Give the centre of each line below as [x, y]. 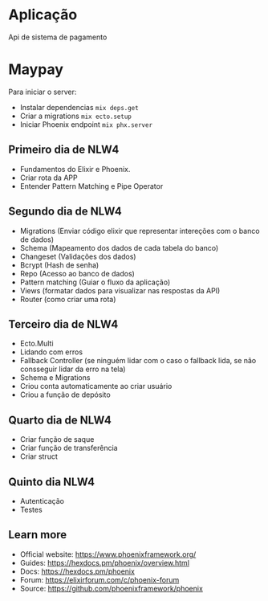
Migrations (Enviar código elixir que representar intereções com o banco [140, 231]
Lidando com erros [51, 352]
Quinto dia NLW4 [51, 482]
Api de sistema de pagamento [58, 37]
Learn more [38, 535]
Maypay [36, 70]
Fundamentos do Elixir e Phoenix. [75, 169]
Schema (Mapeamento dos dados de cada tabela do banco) [119, 247]
